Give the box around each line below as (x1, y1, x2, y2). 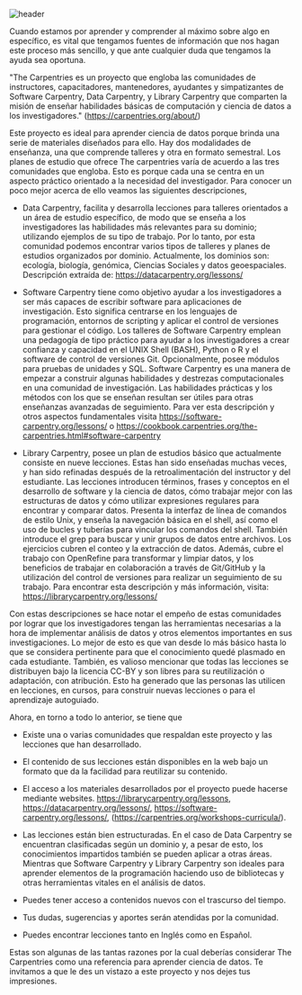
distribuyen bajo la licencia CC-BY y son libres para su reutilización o (9, 666, 265, 677)
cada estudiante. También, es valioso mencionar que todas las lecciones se (9, 657, 289, 667)
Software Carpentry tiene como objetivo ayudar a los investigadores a (22, 287, 282, 297)
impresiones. (9, 976, 58, 986)
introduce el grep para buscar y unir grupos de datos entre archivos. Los (22, 533, 292, 544)
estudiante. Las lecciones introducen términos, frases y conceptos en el (22, 477, 290, 487)
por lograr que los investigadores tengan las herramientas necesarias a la (9, 618, 281, 629)
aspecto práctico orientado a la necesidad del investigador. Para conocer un (9, 175, 292, 186)
